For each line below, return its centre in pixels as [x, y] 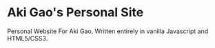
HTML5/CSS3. [28, 38]
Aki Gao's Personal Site [75, 13]
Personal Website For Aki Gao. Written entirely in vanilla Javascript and [108, 31]
